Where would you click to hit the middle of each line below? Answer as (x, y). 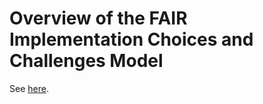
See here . (29, 88)
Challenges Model (86, 61)
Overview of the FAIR (98, 18)
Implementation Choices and (131, 39)
